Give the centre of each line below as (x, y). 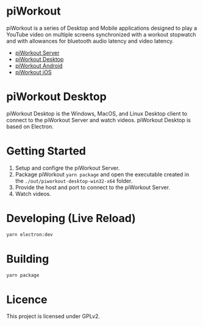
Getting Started (46, 151)
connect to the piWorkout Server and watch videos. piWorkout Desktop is (98, 120)
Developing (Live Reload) (71, 218)
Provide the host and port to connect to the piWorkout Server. (93, 187)
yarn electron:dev (30, 234)
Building (28, 259)
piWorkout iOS (33, 72)
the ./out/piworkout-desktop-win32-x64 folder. (74, 181)
